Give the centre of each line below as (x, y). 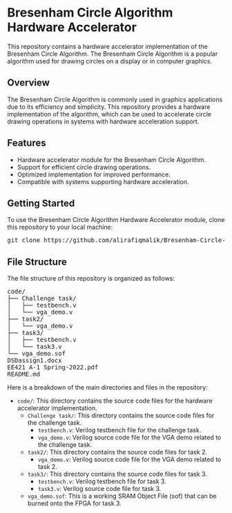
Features (27, 143)
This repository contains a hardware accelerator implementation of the (108, 46)
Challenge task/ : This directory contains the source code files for (121, 416)
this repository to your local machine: (60, 227)
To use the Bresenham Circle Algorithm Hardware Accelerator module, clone (116, 220)
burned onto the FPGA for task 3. (75, 503)
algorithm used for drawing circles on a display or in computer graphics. (110, 61)
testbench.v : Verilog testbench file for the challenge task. (119, 430)
